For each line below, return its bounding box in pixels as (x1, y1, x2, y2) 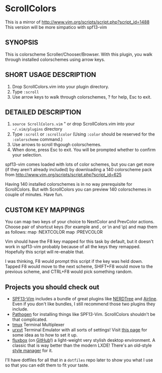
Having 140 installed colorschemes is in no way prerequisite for (5, 181, 133, 187)
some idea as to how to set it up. (12, 332, 78, 338)
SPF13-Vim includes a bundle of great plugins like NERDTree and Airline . (12, 296, 158, 301)
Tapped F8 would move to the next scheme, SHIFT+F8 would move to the (5, 264, 153, 270)
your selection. (12, 152, 42, 158)
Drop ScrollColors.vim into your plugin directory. (12, 83, 109, 89)
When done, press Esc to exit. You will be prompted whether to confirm (12, 147, 156, 153)
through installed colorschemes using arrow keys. (5, 57, 105, 62)
